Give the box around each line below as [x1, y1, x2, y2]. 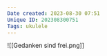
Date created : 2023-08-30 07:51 [7, 10, 100, 17]
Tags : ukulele [7, 23, 48, 29]
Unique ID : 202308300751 [7, 16, 79, 23]
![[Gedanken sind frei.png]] [7, 42, 85, 50]
